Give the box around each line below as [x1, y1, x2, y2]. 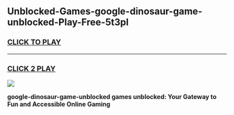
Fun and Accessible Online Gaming [7, 100, 111, 108]
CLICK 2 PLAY [7, 63, 56, 73]
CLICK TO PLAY [7, 38, 61, 47]
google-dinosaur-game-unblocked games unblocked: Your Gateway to [7, 92, 217, 100]
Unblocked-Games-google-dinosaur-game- [7, 6, 203, 17]
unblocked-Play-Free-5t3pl [7, 17, 129, 29]
